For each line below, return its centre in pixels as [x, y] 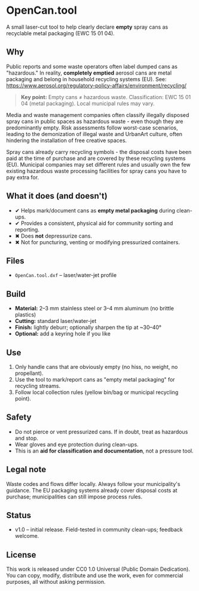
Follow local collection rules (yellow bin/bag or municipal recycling [97, 392]
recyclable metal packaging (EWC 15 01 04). [60, 33]
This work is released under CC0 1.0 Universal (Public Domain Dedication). [98, 569]
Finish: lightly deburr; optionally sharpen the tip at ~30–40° [88, 327]
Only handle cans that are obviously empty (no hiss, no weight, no [96, 367]
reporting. [27, 229]
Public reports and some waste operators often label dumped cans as [92, 66]
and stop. [27, 438]
